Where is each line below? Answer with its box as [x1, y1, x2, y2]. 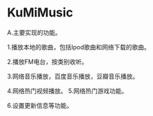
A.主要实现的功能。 [7, 28, 62, 36]
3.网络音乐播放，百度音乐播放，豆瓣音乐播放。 [7, 72, 139, 80]
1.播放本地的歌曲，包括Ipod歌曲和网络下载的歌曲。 [7, 43, 151, 51]
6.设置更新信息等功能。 [7, 101, 73, 109]
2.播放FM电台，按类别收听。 [7, 57, 88, 66]
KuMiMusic [7, 5, 73, 21]
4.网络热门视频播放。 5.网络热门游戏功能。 [7, 86, 128, 95]
